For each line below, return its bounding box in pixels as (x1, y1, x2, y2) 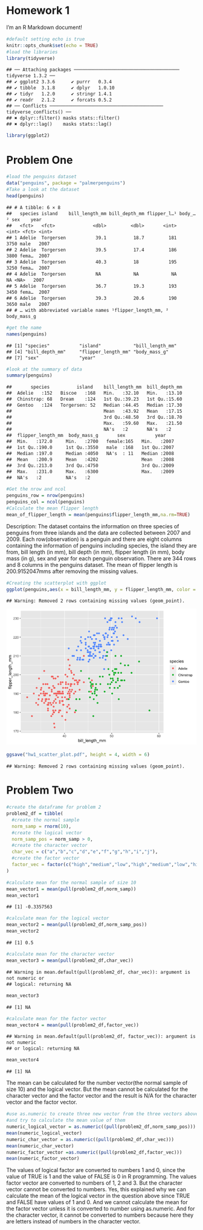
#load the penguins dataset (6, 173, 77, 180)
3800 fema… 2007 (6, 253, 50, 259)
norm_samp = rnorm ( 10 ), (11, 823, 71, 829)
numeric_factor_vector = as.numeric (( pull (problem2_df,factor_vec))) (6, 1149, 182, 1155)
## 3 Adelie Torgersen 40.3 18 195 (6, 259, 177, 265)
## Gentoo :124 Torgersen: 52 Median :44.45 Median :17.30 (6, 403, 182, 409)
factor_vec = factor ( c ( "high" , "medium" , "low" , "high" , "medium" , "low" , (11, 862, 190, 868)
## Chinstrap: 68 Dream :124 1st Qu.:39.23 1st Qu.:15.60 (6, 397, 182, 403)
